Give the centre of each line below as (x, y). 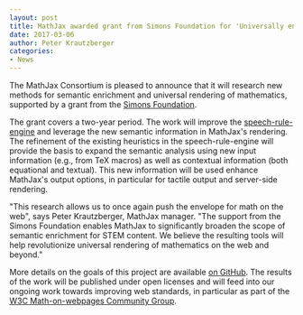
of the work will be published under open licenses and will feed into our (142, 282)
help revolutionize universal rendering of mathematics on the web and (139, 245)
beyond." (26, 255)
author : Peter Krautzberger (62, 43)
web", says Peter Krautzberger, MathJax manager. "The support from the (145, 216)
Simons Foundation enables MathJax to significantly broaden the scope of (147, 226)
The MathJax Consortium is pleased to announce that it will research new (146, 85)
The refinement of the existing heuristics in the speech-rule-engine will (142, 141)
